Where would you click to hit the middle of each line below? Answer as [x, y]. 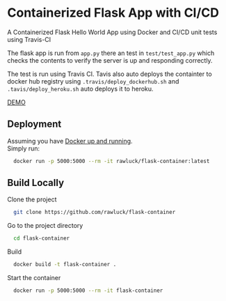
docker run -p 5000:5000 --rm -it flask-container [88, 291]
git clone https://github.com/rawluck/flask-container [95, 213]
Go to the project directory [45, 226]
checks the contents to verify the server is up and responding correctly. [110, 60]
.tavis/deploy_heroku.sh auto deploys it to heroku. [81, 88]
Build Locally [36, 183]
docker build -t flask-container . [65, 265]
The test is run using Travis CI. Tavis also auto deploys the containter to [110, 74]
